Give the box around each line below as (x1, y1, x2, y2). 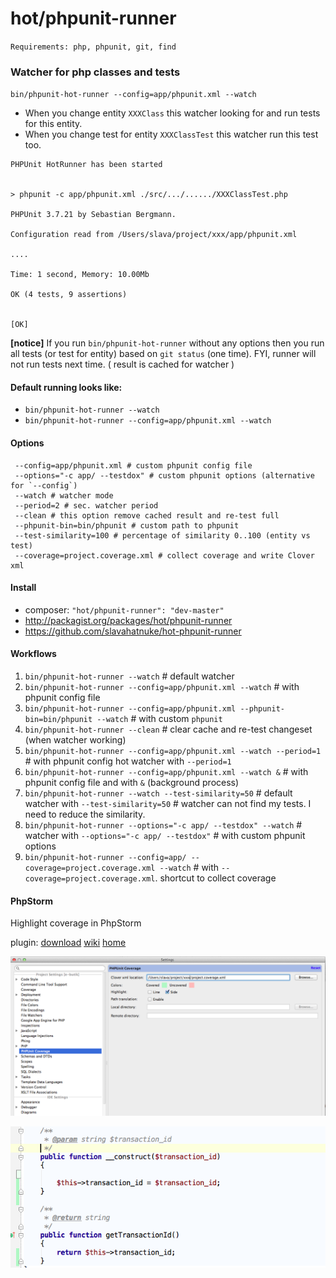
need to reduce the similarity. (24, 808, 146, 821)
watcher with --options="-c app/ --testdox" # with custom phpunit (24, 830, 306, 842)
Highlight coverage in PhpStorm (10, 917, 142, 929)
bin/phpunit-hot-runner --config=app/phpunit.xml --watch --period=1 (24, 747, 322, 757)
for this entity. (24, 118, 83, 130)
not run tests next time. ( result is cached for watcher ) (10, 358, 235, 371)
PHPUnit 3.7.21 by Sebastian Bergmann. (10, 210, 177, 220)
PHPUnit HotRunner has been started (10, 160, 163, 170)
